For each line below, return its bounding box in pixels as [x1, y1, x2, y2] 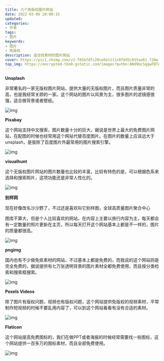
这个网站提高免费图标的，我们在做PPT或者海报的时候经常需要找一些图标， [5, 334, 155, 340]
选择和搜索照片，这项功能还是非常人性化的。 [5, 175, 95, 181]
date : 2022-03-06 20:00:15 [5, 12, 60, 17]
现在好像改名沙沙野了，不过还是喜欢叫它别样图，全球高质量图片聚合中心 [5, 205, 150, 211]
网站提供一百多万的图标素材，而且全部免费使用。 [9, 340, 108, 346]
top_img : [5, 62, 23, 67]
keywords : [5, 39, 25, 44]
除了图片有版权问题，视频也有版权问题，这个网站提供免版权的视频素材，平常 [5, 299, 159, 305]
